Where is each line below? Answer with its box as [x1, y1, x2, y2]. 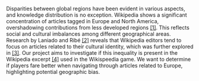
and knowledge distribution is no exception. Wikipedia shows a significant [6, 11, 187, 18]
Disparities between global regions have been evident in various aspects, [6, 5, 185, 12]
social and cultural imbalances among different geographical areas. [6, 30, 171, 38]
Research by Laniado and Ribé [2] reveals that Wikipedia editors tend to [6, 37, 182, 43]
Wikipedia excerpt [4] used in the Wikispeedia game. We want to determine [6, 56, 191, 63]
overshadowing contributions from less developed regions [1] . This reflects [6, 24, 190, 31]
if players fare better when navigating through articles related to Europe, [6, 62, 183, 69]
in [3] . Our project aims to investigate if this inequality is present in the [6, 49, 178, 56]
